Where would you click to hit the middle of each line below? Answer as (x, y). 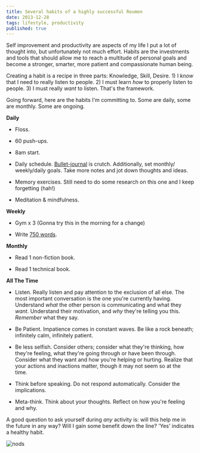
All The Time (22, 281)
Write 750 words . (36, 235)
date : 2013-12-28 (28, 17)
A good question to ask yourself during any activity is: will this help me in (96, 420)
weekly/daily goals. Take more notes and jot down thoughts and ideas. (101, 170)
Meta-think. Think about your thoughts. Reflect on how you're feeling (100, 402)
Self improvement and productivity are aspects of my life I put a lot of (91, 45)
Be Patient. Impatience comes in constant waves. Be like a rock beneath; (104, 329)
